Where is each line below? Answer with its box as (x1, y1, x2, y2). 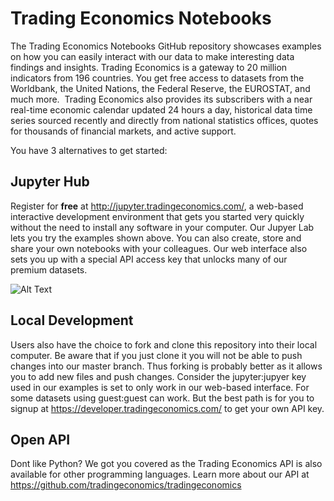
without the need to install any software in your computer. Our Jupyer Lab (10, 221, 315, 233)
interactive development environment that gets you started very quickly (10, 210, 305, 222)
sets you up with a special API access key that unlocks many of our (10, 253, 288, 265)
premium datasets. (10, 263, 88, 276)
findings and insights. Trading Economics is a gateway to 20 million (10, 61, 288, 73)
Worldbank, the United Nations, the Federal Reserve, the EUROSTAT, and (10, 82, 311, 94)
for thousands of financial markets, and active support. (10, 125, 237, 137)
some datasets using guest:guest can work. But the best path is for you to (10, 392, 315, 404)
